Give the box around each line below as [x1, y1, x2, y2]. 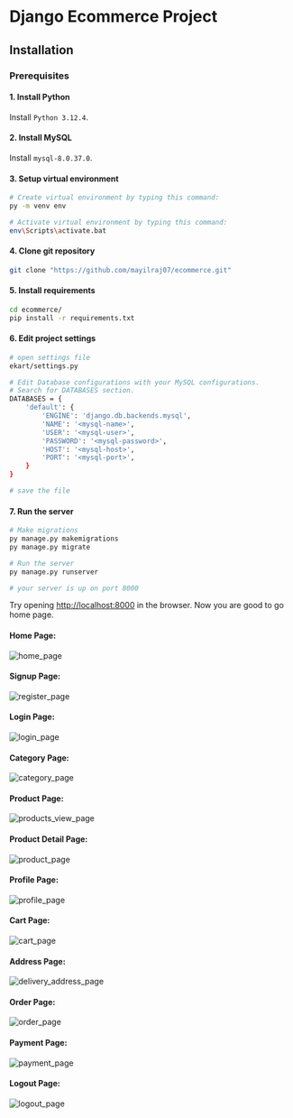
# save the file [9, 486, 70, 495]
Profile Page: [9, 874, 59, 885]
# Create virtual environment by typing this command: [9, 193, 220, 202]
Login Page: [9, 711, 56, 723]
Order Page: [9, 996, 56, 1007]
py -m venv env [9, 201, 67, 210]
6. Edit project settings [9, 333, 96, 344]
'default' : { [25, 403, 75, 412]
